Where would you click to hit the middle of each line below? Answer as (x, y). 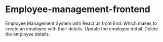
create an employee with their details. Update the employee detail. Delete (82, 28)
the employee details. (28, 34)
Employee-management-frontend (78, 9)
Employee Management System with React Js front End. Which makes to (81, 23)
